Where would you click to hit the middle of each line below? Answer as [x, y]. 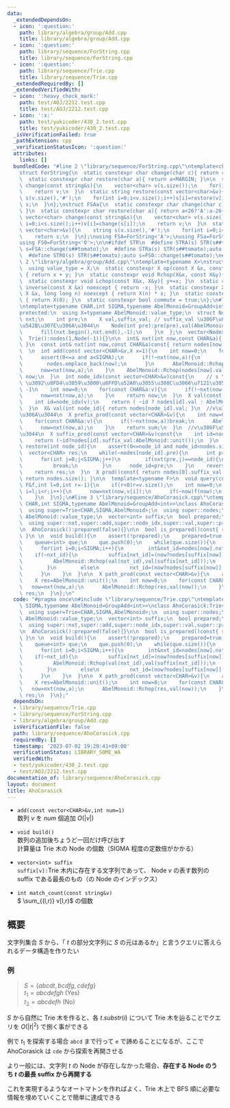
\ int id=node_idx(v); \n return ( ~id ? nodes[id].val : [112, 402]
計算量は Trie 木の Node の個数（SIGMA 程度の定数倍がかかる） [107, 849]
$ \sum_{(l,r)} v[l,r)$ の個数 [55, 901]
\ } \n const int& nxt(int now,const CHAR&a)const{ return [105, 345]
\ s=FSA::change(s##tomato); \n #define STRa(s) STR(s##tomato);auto [121, 249]
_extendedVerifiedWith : [47, 90]
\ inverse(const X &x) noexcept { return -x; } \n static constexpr [119, 287]
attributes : [30, 154]
